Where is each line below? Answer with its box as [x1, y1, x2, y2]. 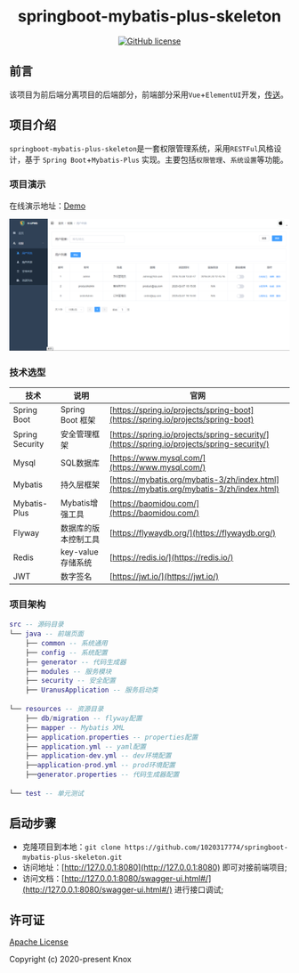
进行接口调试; [174, 884, 224, 895]
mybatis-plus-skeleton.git [21, 853, 123, 862]
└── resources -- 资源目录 [9, 705, 104, 714]
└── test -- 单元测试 [9, 789, 85, 798]
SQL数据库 [61, 458, 100, 468]
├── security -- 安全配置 [25, 677, 116, 685]
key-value [61, 547, 100, 557]
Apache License [9, 937, 69, 947]
